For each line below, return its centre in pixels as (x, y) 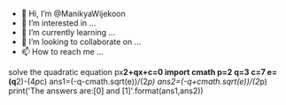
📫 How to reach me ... (62, 52)
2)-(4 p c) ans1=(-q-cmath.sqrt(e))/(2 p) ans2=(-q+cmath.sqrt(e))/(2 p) (142, 81)
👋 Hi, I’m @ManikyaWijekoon (73, 14)
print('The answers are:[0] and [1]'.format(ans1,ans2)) (106, 91)
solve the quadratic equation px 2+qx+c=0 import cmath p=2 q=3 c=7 (137, 72)
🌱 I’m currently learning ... (68, 32)
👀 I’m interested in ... (58, 23)
